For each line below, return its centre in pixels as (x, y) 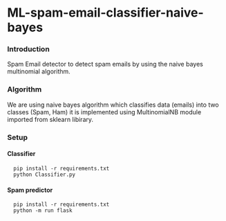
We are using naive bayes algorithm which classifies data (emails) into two (113, 105)
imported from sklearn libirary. (50, 119)
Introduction (28, 49)
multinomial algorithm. (39, 71)
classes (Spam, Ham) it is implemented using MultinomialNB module (104, 112)
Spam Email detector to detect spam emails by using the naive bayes (105, 64)
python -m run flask (43, 211)
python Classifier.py (45, 175)
